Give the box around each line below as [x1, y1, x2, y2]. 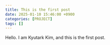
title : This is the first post [5, 7, 70, 12]
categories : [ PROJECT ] [5, 16, 52, 21]
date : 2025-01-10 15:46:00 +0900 [5, 12, 75, 17]
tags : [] [5, 21, 23, 26]
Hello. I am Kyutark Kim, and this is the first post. [5, 35, 105, 41]
